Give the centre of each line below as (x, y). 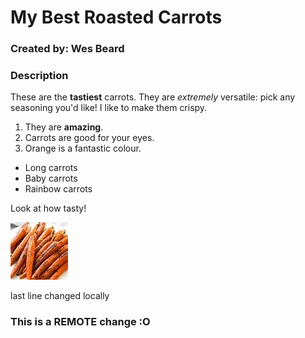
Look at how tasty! (48, 208)
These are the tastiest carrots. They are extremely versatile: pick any (153, 97)
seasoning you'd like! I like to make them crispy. (109, 108)
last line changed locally (60, 296)
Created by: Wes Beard (67, 49)
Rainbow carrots (58, 189)
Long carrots (51, 168)
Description (39, 76)
